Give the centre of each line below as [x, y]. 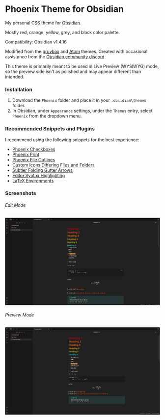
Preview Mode [20, 315]
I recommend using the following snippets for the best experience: [72, 140]
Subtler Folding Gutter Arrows [42, 170]
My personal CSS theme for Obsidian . [43, 23]
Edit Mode [15, 205]
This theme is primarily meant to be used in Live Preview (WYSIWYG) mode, [82, 66]
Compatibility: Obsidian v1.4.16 [36, 42]
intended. [15, 76]
